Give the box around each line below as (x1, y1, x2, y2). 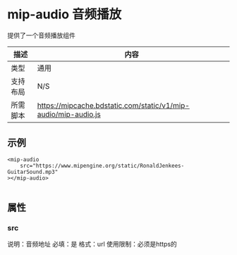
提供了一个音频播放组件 (7, 31, 75, 39)
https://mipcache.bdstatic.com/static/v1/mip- (37, 100, 190, 110)
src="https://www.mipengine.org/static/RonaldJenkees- (20, 162, 185, 169)
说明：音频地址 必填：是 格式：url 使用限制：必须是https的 (7, 240, 178, 249)
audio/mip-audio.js (37, 109, 101, 119)
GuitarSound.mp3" (7, 168, 59, 175)
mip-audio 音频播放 (7, 6, 122, 23)
